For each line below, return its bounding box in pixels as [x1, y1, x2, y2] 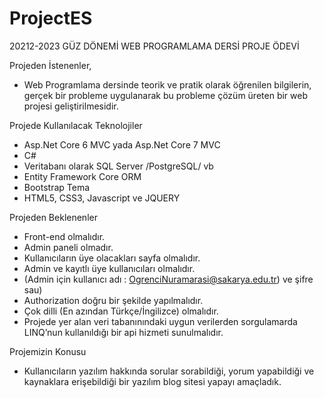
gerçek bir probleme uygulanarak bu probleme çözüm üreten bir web [23, 89, 308, 101]
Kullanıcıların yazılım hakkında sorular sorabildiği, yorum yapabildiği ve [23, 365, 315, 377]
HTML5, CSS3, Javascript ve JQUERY [23, 192, 181, 204]
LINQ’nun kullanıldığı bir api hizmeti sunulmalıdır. [23, 326, 224, 338]
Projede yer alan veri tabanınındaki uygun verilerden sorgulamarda [23, 315, 298, 327]
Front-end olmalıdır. [23, 230, 106, 242]
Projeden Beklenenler [9, 211, 98, 223]
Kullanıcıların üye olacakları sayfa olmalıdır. [23, 252, 201, 264]
